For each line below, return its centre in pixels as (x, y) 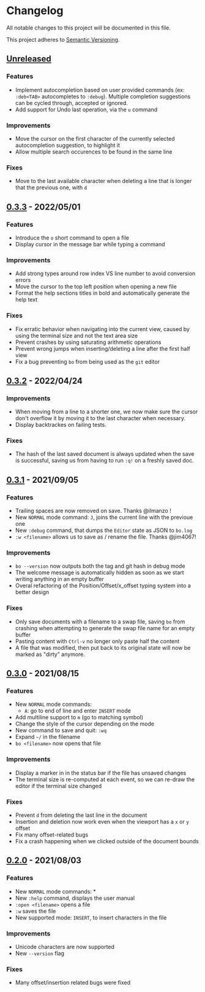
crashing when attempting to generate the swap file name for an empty (105, 628)
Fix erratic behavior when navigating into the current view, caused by (102, 329)
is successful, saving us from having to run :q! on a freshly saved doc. (104, 461)
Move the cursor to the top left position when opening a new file (96, 287)
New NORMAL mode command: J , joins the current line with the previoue (104, 517)
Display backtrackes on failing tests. (61, 425)
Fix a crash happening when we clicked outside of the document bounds (107, 842)
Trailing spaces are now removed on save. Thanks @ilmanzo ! (93, 511)
